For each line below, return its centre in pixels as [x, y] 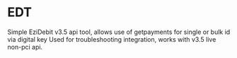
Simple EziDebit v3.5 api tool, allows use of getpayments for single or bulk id [119, 32]
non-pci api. [25, 47]
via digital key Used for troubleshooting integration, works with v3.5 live [112, 39]
